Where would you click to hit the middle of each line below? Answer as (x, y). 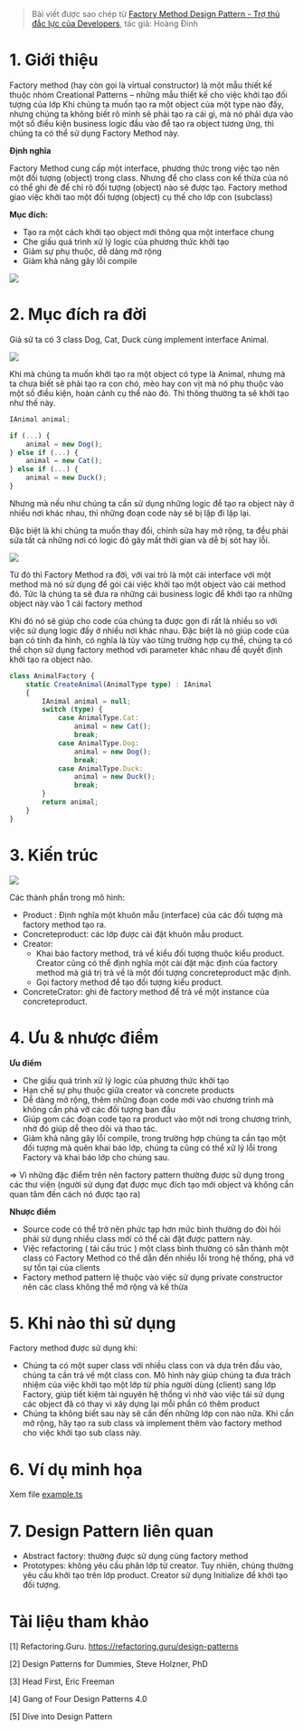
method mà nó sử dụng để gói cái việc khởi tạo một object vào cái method (148, 584)
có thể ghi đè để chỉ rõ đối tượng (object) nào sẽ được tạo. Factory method (148, 187)
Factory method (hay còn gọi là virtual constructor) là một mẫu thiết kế (141, 85)
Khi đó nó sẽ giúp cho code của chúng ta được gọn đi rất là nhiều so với (143, 620)
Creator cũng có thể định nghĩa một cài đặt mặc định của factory (157, 962)
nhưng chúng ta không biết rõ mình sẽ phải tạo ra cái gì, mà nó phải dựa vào (151, 114)
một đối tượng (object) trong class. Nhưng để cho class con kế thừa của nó (149, 177)
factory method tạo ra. (64, 924)
